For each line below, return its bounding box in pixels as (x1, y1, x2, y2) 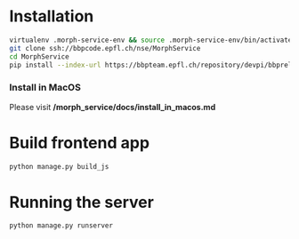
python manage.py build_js (9, 162, 109, 171)
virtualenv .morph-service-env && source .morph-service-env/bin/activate (9, 36, 293, 44)
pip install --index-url (9, 60, 101, 69)
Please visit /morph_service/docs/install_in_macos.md (9, 101, 216, 112)
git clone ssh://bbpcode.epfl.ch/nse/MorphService (9, 44, 201, 52)
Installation (9, 6, 94, 27)
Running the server (9, 192, 154, 212)
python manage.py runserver (9, 221, 114, 230)
